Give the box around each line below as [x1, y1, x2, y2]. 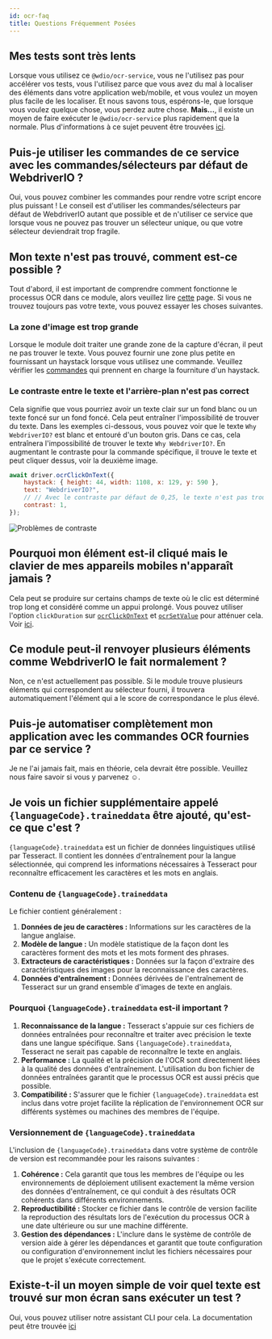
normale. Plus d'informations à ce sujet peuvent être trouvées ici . [9, 122, 226, 132]
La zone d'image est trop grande [9, 321, 139, 332]
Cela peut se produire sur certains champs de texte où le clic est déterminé [9, 593, 260, 602]
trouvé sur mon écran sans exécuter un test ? [9, 1291, 241, 1305]
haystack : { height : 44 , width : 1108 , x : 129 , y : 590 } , [23, 478, 220, 487]
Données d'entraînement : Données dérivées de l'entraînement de [20, 974, 245, 984]
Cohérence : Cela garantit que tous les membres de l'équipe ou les [20, 1169, 245, 1179]
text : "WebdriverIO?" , [23, 486, 100, 494]
